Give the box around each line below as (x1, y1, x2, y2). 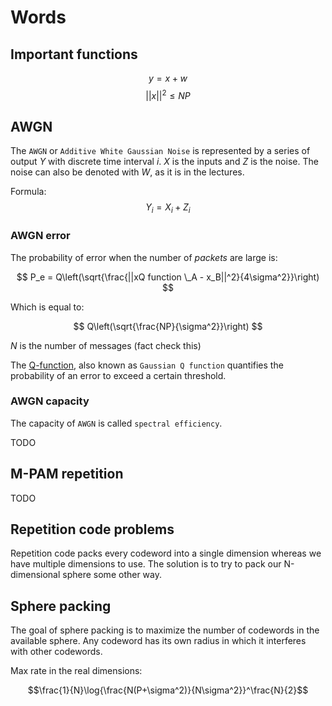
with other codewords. (10, 646, 103, 658)
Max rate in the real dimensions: (10, 665, 143, 677)
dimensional (10, 569, 61, 581)
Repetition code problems (10, 521, 175, 538)
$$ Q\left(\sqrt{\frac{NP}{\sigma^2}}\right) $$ (73, 320, 263, 332)
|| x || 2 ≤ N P (145, 88, 191, 101)
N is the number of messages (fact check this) (10, 339, 202, 351)
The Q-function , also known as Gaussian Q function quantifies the (10, 359, 284, 371)
